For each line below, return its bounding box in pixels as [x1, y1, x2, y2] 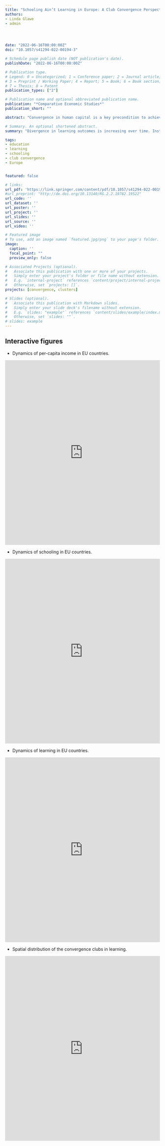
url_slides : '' [5, 214, 36, 219]
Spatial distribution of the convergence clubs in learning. [12, 946, 127, 952]
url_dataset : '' [5, 201, 38, 206]
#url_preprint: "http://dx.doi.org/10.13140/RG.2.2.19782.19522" [5, 192, 141, 197]
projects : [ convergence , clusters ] [5, 287, 78, 292]
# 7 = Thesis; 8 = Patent [5, 83, 58, 89]
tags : [5, 137, 16, 142]
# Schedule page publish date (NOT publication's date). [5, 56, 124, 62]
